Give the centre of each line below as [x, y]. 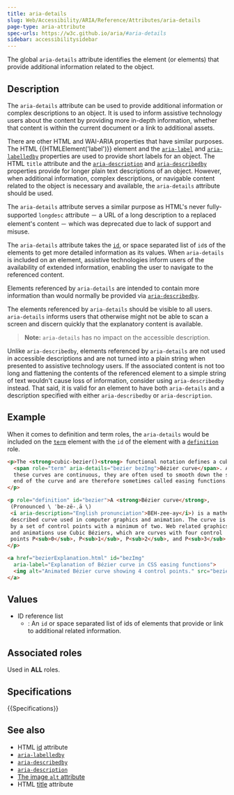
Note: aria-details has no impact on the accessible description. [117, 337]
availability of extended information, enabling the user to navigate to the [110, 267]
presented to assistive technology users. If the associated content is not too [116, 365]
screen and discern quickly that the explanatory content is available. [105, 324]
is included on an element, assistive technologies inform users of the [106, 259]
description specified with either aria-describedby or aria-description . [110, 395]
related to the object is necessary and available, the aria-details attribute [114, 185]
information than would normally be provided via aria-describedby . [103, 295]
